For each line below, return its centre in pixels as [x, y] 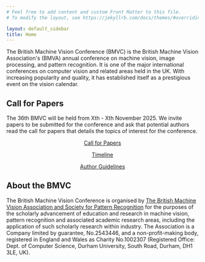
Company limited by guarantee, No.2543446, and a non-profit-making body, [103, 233]
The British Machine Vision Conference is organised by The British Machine [101, 200]
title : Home [21, 34]
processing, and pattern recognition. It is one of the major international [95, 65]
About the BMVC [39, 186]
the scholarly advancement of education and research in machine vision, [98, 213]
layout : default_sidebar [38, 29]
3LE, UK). [18, 252]
